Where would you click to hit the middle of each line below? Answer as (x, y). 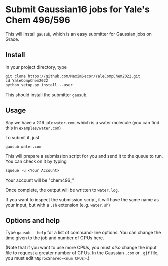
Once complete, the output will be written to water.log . (62, 190)
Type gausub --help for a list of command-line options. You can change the (83, 233)
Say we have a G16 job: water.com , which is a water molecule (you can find (82, 122)
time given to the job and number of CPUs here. (55, 238)
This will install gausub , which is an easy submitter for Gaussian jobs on (79, 34)
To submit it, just (22, 137)
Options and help (33, 220)
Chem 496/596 (38, 20)
